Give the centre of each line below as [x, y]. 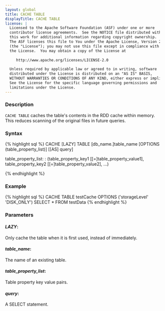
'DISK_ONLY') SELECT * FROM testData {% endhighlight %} [66, 202]
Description [19, 105]
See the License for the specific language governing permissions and [83, 83]
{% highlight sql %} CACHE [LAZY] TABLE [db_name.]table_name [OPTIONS [82, 144]
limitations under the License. [43, 87]
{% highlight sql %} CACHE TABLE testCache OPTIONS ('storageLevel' [77, 197]
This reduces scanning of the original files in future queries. [66, 121]
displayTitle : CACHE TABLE [33, 19]
